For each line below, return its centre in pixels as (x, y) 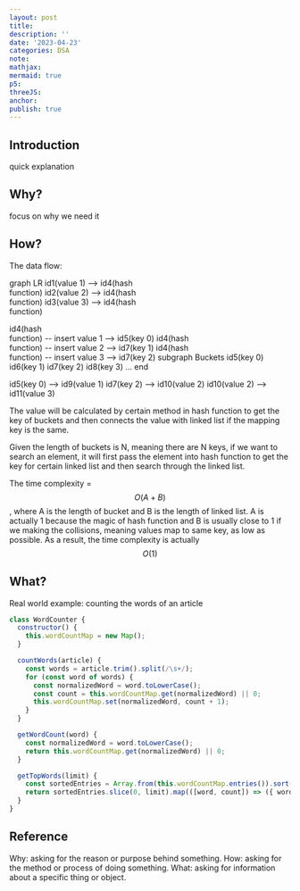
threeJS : (25, 92)
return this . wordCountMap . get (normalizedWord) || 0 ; (125, 751)
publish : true (36, 109)
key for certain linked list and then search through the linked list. (127, 466)
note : (19, 59)
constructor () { (47, 628)
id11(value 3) (32, 393)
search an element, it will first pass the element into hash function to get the (149, 456)
